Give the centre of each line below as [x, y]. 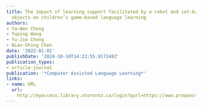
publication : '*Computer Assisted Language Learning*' [76, 73]
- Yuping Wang [24, 34]
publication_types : [31, 62]
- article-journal [29, 67]
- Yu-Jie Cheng [25, 40]
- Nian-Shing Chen [29, 46]
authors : [17, 23]
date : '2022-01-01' [31, 51]
